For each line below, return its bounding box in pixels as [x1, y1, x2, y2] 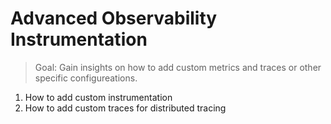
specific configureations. [34, 72, 138, 84]
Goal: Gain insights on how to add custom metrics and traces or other [34, 61, 322, 73]
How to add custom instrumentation [24, 91, 173, 103]
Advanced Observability [10, 7, 218, 30]
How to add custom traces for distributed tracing [24, 102, 227, 114]
